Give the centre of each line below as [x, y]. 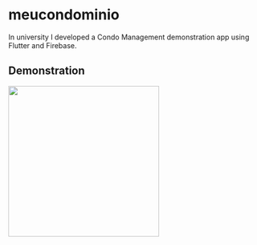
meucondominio [64, 15]
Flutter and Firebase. [43, 45]
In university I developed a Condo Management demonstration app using [129, 37]
